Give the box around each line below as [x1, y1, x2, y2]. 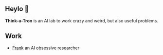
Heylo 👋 [5, 5, 29, 13]
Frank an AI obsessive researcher [12, 45, 79, 51]
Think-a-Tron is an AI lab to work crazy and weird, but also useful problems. [5, 18, 159, 23]
